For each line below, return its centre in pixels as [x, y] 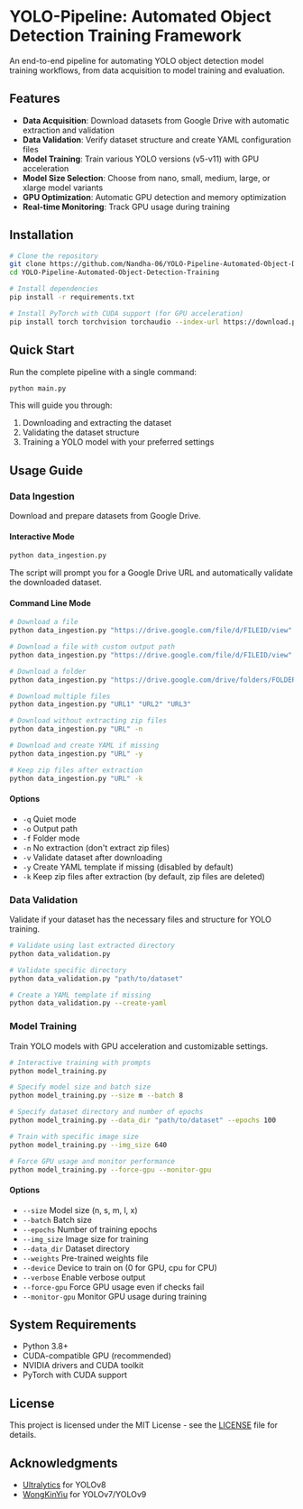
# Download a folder [48, 671]
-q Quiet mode [49, 819]
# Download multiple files [60, 696]
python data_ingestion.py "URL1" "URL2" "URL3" [101, 704]
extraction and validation [68, 130]
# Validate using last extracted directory [92, 946]
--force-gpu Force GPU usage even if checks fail [113, 1286]
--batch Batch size [57, 1219]
